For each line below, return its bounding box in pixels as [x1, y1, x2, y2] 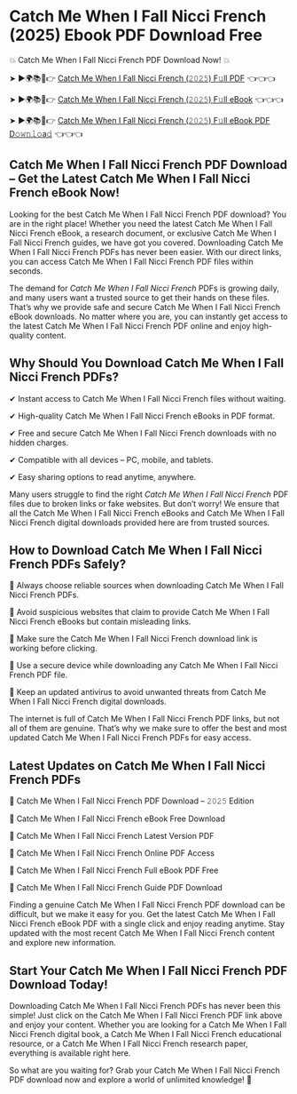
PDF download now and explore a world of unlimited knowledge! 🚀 [9, 1074, 253, 1085]
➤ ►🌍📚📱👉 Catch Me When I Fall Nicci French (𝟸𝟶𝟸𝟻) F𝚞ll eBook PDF [9, 115, 270, 125]
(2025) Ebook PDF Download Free [9, 25, 263, 45]
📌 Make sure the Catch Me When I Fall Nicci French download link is [9, 634, 258, 644]
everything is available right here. [9, 1048, 131, 1058]
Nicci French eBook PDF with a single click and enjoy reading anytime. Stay [9, 918, 285, 930]
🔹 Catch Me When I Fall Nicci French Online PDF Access [9, 848, 215, 858]
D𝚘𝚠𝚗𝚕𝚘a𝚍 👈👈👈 [9, 128, 83, 139]
